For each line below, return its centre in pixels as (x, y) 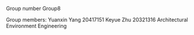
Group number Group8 (33, 8)
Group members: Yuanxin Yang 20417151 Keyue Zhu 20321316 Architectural (97, 20)
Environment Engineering (37, 26)
